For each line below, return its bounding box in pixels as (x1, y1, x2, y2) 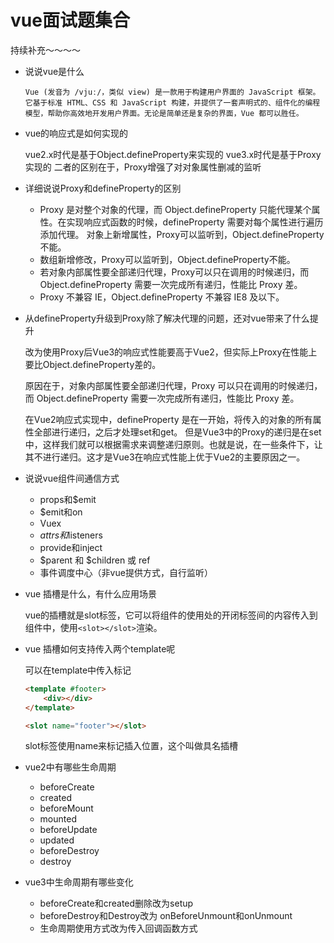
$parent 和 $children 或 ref (39, 554, 151, 566)
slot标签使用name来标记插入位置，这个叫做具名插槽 (24, 740, 239, 752)
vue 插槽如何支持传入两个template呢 (24, 642, 176, 655)
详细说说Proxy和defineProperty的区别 (24, 182, 182, 194)
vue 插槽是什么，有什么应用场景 (24, 587, 158, 600)
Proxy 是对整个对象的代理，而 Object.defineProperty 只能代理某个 (39, 203, 312, 215)
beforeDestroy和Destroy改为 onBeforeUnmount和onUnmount (39, 910, 293, 922)
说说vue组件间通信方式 (24, 472, 120, 484)
